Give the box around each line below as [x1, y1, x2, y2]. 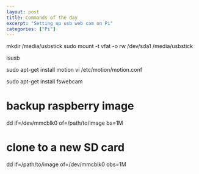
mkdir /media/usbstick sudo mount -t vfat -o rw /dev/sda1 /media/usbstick [6, 43, 194, 50]
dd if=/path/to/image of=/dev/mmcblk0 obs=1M [6, 161, 126, 168]
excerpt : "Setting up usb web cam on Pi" [6, 20, 114, 26]
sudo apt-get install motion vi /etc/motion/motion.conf [6, 66, 142, 74]
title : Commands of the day [6, 15, 78, 21]
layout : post [6, 9, 40, 15]
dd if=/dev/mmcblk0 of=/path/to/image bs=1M [6, 119, 123, 127]
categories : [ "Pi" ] [6, 26, 56, 32]
